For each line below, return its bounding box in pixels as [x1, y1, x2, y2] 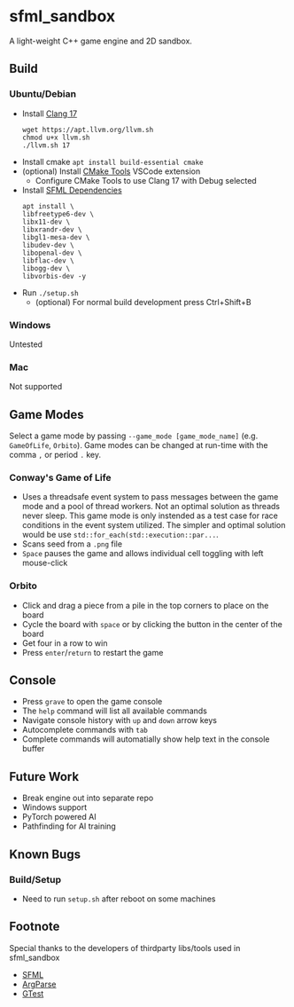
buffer [21, 743, 45, 754]
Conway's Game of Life [9, 471, 112, 484]
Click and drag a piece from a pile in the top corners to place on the [21, 600, 269, 610]
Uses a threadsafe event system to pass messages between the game [21, 492, 279, 502]
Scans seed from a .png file [21, 539, 122, 549]
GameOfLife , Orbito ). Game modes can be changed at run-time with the [9, 440, 268, 451]
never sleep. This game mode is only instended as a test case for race [21, 510, 279, 521]
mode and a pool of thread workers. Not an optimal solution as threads [21, 501, 281, 512]
